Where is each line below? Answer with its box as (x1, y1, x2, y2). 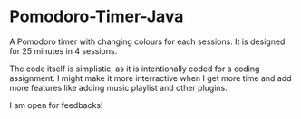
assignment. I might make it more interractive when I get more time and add (9, 72, 292, 83)
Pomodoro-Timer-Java (9, 6, 184, 27)
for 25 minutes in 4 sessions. (9, 45, 118, 56)
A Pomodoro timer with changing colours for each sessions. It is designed (9, 36, 286, 47)
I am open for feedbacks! (9, 99, 103, 110)
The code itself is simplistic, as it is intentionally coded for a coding (9, 63, 260, 74)
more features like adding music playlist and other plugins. (9, 82, 228, 93)
